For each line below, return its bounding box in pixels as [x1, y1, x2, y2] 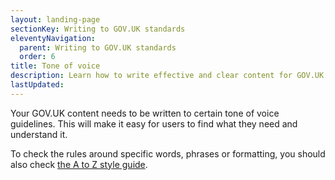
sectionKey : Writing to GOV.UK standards [10, 24, 186, 34]
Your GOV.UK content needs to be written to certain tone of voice [10, 107, 280, 119]
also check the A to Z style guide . [10, 158, 148, 170]
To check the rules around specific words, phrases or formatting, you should [10, 147, 326, 160]
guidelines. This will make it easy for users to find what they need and [10, 117, 298, 130]
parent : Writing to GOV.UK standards [19, 42, 177, 53]
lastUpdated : [10, 80, 65, 90]
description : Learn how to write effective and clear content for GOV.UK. [10, 71, 329, 81]
